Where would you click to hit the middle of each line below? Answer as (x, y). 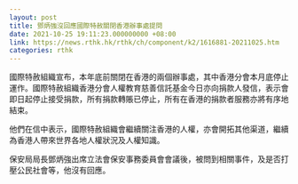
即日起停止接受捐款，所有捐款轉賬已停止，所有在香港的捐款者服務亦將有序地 (149, 100)
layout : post (33, 17)
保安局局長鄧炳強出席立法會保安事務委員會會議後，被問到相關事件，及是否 (145, 159)
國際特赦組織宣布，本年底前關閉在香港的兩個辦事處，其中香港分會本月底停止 (149, 77)
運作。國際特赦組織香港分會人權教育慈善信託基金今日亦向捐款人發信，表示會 (149, 88)
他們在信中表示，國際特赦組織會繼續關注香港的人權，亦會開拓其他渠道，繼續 (149, 129)
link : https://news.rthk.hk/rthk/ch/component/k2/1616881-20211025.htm (144, 42)
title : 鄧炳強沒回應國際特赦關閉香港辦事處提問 (86, 26)
